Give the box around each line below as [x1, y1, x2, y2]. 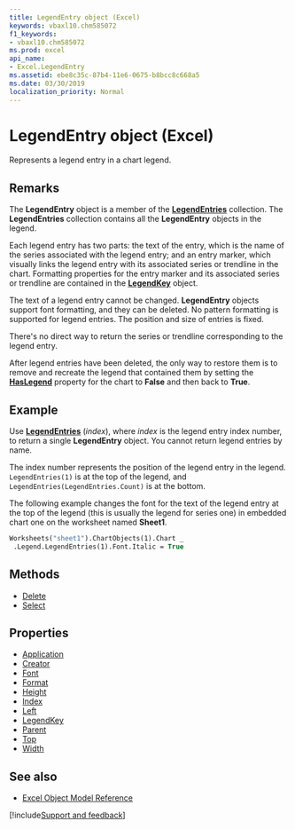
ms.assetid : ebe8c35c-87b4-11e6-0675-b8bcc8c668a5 [9, 71, 200, 80]
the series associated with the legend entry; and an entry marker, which [9, 249, 272, 260]
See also [9, 769, 58, 784]
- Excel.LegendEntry [9, 63, 86, 72]
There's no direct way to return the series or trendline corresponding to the [9, 331, 283, 342]
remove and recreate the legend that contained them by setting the [9, 367, 254, 378]
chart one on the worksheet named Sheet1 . [9, 517, 167, 528]
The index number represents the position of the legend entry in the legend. [9, 462, 286, 473]
